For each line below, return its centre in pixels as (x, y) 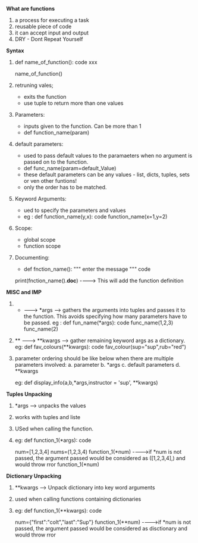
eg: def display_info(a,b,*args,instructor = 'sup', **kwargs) (87, 383)
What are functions (31, 9)
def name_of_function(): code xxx (56, 62)
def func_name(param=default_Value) (70, 168)
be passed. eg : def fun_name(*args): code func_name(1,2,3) (98, 323)
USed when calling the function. (54, 429)
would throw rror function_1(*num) (57, 464)
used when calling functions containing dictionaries (78, 499)
